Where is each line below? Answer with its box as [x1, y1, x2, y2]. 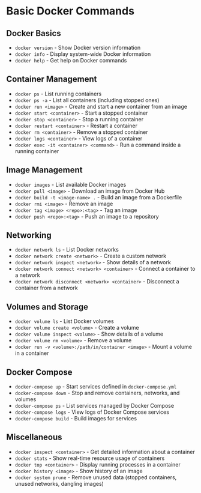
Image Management [6, 165, 83, 175]
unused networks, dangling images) [14, 480, 104, 487]
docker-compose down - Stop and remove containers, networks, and [14, 389, 180, 397]
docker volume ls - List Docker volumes [14, 318, 114, 325]
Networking [6, 230, 52, 241]
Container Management [6, 74, 97, 85]
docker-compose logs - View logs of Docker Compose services [14, 408, 170, 416]
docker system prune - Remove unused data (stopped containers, [14, 473, 177, 481]
